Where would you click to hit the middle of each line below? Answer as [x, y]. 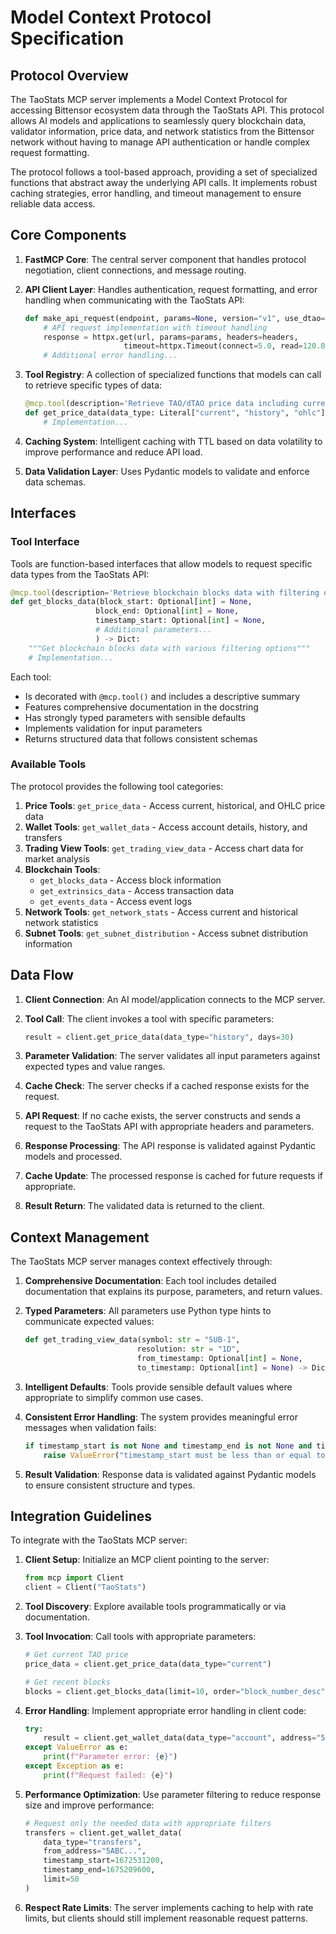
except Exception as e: [74, 1766]
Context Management [80, 1237]
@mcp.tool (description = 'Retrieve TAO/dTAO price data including [161, 404]
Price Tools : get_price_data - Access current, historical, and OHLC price [175, 805]
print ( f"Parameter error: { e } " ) [110, 1757]
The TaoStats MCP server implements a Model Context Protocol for [149, 99]
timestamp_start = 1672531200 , [104, 1861]
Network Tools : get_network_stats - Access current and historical [161, 912]
